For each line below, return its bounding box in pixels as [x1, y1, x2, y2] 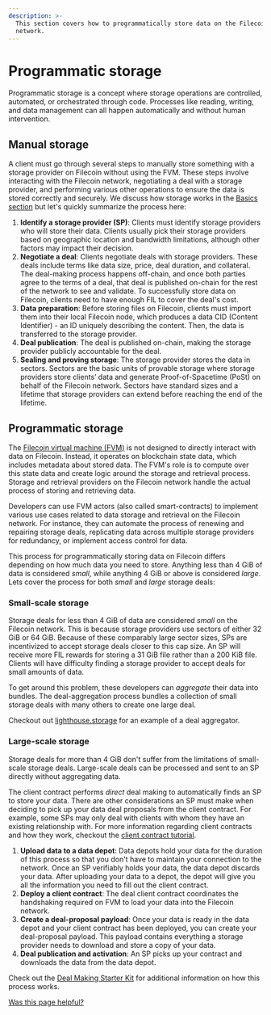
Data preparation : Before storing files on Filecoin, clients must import [19, 304, 252, 314]
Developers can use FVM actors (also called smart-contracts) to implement [8, 501, 259, 511]
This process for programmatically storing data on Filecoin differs [8, 551, 226, 561]
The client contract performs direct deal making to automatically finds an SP [8, 787, 262, 797]
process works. [8, 981, 60, 991]
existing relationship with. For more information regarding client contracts [8, 821, 252, 831]
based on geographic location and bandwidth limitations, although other [19, 235, 261, 245]
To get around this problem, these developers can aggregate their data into [8, 683, 259, 693]
